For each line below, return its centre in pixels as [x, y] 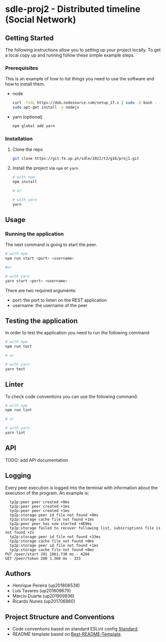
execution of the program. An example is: [47, 493]
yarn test [15, 369]
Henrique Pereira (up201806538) [46, 585]
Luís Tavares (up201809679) [42, 591]
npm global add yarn [33, 126]
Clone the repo [28, 149]
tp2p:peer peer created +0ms [40, 502]
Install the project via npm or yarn [45, 168]
